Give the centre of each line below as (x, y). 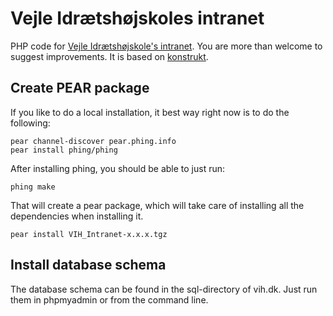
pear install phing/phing (64, 150)
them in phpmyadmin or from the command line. (109, 299)
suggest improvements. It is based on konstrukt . (109, 56)
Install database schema (88, 265)
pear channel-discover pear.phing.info (93, 141)
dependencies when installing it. (77, 216)
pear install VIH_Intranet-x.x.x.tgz (89, 234)
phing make (33, 187)
